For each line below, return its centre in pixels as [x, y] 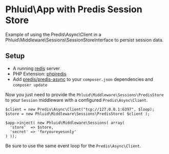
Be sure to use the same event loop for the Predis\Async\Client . [73, 146]
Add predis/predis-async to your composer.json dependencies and [83, 79]
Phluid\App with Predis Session [74, 9]
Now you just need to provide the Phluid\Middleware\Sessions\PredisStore [84, 94]
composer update [30, 85]
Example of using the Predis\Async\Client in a [53, 34]
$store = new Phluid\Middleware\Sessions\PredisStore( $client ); [78, 114]
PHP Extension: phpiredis [39, 74]
